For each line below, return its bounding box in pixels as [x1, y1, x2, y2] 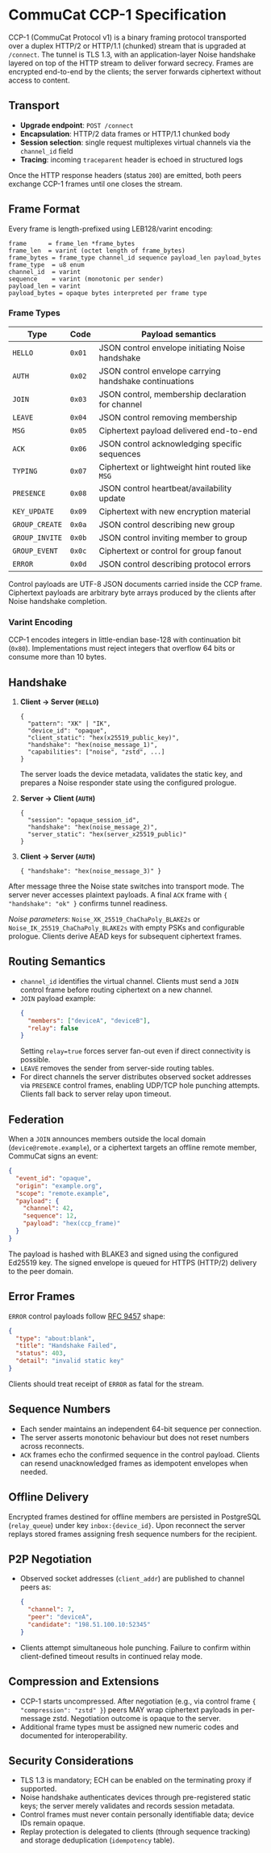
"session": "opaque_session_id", [27, 816, 140, 824]
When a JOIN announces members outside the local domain [8, 1134, 206, 1144]
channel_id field [19, 146, 74, 155]
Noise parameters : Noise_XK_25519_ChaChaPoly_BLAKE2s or [8, 914, 200, 923]
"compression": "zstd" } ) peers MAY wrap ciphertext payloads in [19, 1704, 240, 1715]
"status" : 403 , [15, 1349, 67, 1357]
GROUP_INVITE [12, 533, 63, 542]
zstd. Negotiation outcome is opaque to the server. [52, 1713, 222, 1723]
